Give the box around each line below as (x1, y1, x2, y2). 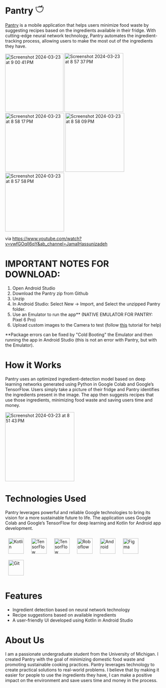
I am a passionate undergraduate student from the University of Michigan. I (5, 651, 159, 657)
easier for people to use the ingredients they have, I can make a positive (5, 672, 152, 678)
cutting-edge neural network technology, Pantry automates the (5, 32, 134, 39)
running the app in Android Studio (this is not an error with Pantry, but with (5, 337, 157, 343)
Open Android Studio (12, 285, 55, 291)
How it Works (5, 359, 62, 371)
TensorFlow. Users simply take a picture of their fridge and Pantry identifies (5, 386, 160, 392)
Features (5, 590, 43, 601)
